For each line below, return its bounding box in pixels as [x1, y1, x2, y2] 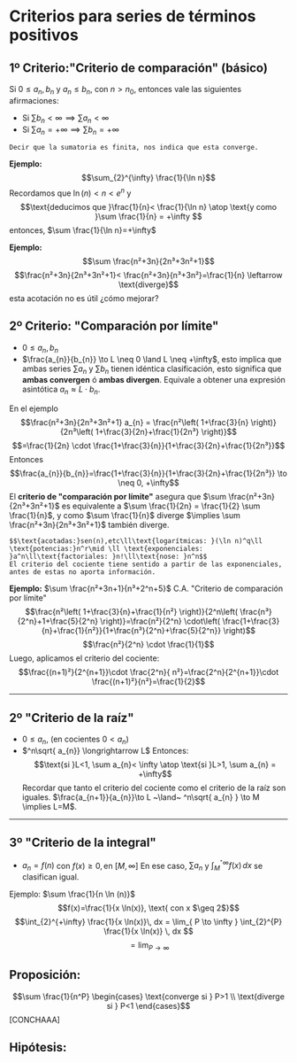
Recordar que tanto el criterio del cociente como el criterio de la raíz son [21, 782, 286, 793]
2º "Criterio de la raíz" [9, 710, 134, 725]
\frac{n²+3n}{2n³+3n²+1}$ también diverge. [9, 520, 170, 531]
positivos [9, 25, 80, 45]
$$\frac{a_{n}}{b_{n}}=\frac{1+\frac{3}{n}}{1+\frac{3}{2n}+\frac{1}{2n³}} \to [10, 468, 287, 479]
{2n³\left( [60, 427, 95, 438]
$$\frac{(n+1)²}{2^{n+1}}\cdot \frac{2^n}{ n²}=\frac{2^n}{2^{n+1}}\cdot [18, 667, 279, 678]
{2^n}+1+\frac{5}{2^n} [17, 616, 99, 626]
